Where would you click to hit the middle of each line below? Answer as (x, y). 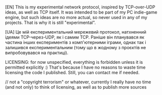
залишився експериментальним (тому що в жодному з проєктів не (76, 47)
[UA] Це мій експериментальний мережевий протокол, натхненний (76, 32)
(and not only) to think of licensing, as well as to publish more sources (76, 87)
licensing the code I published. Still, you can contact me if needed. (72, 72)
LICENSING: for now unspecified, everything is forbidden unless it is (74, 62)
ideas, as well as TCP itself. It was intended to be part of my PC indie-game (81, 12)
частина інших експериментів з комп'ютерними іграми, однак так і (76, 42)
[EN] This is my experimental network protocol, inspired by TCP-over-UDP (80, 7)
